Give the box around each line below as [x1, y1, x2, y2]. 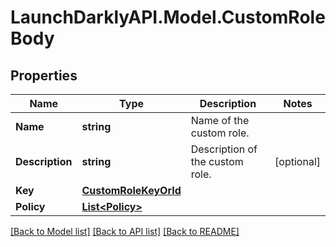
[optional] [274, 155, 321, 168]
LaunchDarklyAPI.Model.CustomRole [10, 6, 326, 29]
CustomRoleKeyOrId [81, 184, 182, 197]
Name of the [190, 114, 250, 127]
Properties [10, 67, 78, 84]
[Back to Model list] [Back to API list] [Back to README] [10, 226, 240, 237]
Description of [190, 142, 258, 156]
